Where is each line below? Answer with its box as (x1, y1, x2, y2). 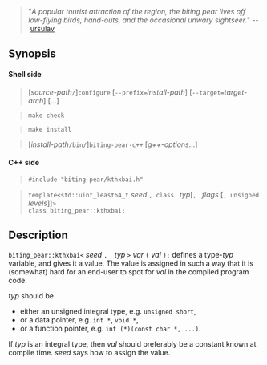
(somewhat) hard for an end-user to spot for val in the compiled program (8, 266, 249, 276)
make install (27, 125, 72, 133)
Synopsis (8, 47, 56, 61)
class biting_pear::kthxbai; (27, 206, 126, 215)
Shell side (8, 69, 42, 79)
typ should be (8, 290, 55, 300)
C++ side (8, 158, 40, 168)
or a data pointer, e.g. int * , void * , (19, 314, 139, 324)
